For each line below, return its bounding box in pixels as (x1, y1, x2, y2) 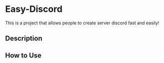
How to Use (5, 51, 42, 60)
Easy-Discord (5, 3, 63, 15)
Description (5, 34, 42, 43)
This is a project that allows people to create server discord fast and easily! (5, 20, 160, 26)
